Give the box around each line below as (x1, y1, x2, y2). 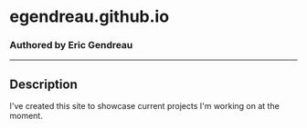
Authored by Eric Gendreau (9, 39, 133, 52)
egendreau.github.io (9, 6, 170, 27)
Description (9, 76, 78, 92)
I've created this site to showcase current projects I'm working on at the (9, 101, 281, 112)
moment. (9, 111, 43, 122)
